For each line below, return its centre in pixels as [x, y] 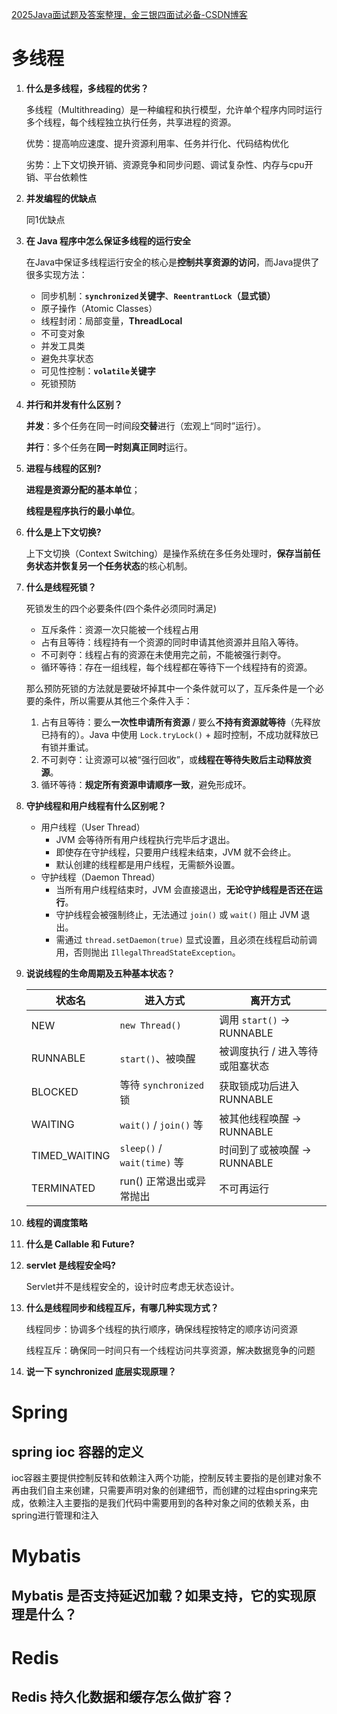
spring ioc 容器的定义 [77, 1451]
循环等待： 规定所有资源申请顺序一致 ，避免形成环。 [146, 784]
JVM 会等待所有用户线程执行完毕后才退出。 [145, 839]
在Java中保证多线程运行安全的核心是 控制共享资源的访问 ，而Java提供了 [172, 262]
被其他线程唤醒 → [260, 1118]
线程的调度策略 [56, 1222]
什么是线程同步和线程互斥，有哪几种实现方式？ [122, 1307]
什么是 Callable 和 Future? [80, 1244]
